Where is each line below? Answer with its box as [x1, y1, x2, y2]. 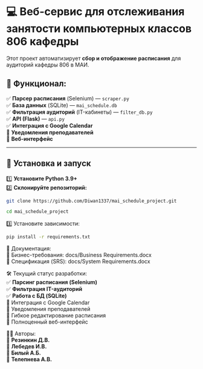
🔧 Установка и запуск [6, 158, 91, 169]
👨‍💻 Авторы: [6, 330, 36, 338]
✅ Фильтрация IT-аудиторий [6, 286, 83, 293]
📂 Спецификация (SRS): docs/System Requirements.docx [6, 258, 150, 265]
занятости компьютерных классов [6, 22, 192, 36]
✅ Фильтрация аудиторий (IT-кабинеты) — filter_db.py [6, 108, 153, 116]
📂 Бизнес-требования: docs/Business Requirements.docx [6, 252, 152, 259]
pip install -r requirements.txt [6, 234, 91, 240]
